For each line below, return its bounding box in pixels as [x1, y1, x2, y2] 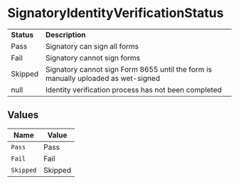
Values [7, 109, 39, 121]
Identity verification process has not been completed [45, 85, 222, 94]
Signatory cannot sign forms [45, 53, 141, 63]
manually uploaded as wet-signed [45, 73, 160, 83]
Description [45, 30, 87, 40]
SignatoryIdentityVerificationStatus [7, 5, 224, 21]
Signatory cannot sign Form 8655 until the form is [45, 64, 212, 74]
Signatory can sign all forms [45, 41, 139, 51]
